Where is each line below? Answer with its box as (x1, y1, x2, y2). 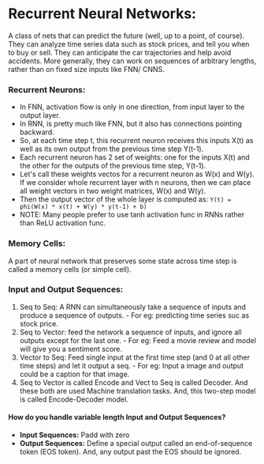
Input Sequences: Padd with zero (19, 430, 130, 439)
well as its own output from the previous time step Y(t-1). (19, 144, 204, 154)
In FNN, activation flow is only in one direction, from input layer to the (19, 102, 245, 111)
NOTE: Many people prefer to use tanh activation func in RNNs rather (19, 210, 245, 220)
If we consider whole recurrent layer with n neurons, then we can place (19, 178, 251, 187)
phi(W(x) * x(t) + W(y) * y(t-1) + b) (19, 203, 147, 211)
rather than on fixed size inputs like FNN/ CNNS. (8, 64, 165, 74)
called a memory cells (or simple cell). (8, 264, 132, 273)
